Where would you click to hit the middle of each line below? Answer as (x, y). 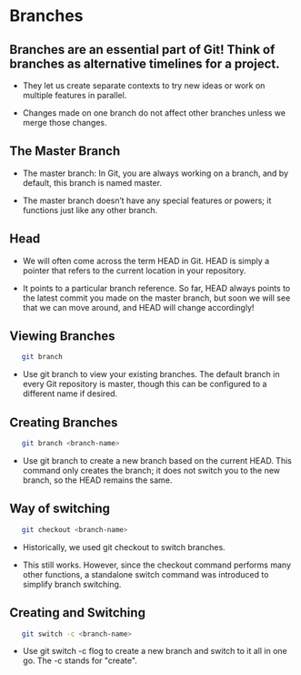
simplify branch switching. (72, 584)
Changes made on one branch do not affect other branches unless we (154, 113)
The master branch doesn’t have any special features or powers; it (147, 200)
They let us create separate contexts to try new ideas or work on (144, 86)
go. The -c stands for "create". (80, 660)
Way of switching (60, 509)
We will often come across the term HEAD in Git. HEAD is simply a (146, 261)
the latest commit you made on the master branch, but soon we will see (156, 298)
